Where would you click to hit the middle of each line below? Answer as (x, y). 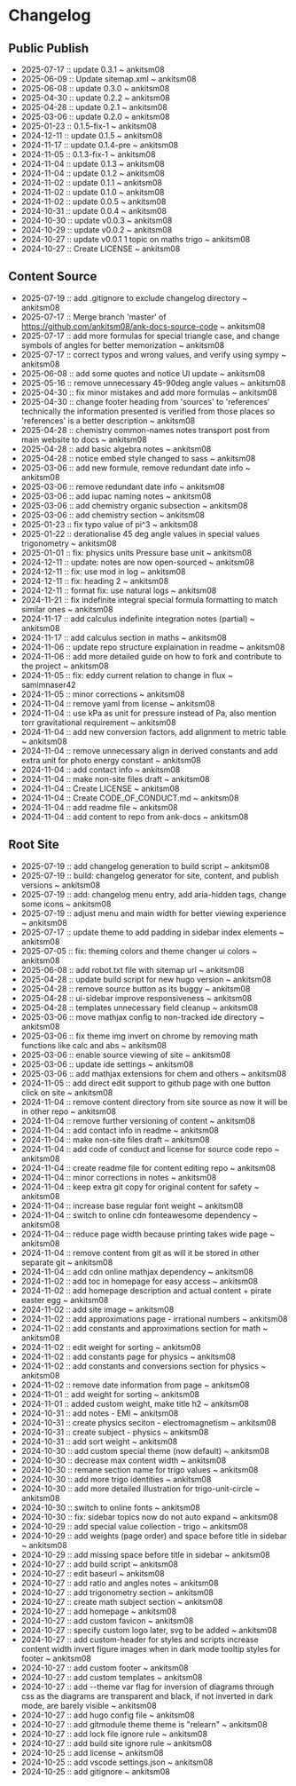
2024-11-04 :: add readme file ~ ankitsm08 (99, 807)
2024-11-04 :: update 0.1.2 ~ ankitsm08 (93, 173)
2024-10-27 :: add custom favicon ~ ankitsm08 (107, 1620)
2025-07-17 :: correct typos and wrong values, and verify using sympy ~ (154, 354)
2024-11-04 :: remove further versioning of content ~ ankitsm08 (138, 1120)
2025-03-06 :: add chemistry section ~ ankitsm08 (113, 515)
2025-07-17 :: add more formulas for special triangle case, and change (150, 336)
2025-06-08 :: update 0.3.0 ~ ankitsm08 (95, 88)
